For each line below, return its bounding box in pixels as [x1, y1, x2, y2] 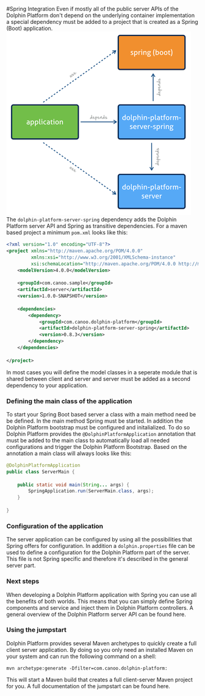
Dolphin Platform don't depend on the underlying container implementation [6, 12, 195, 19]
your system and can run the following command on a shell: [6, 653, 157, 660]
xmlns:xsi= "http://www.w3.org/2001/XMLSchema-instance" [31, 254, 176, 261]
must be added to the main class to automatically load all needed [6, 437, 170, 444]
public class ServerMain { [6, 468, 75, 475]
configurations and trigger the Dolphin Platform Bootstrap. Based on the [6, 443, 187, 450]
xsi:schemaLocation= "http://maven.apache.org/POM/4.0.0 [31, 261, 176, 267]
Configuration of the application [6, 522, 104, 530]
